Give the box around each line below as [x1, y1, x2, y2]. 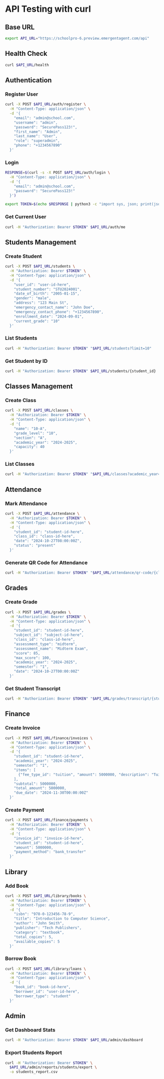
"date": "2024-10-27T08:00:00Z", [14, 538, 82, 544]
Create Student [5, 252, 42, 259]
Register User [5, 91, 38, 98]
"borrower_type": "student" [14, 994, 71, 999]
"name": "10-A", [14, 426, 47, 431]
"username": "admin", [14, 120, 58, 125]
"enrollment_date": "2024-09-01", [14, 314, 84, 319]
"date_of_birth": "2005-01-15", [14, 291, 80, 296]
